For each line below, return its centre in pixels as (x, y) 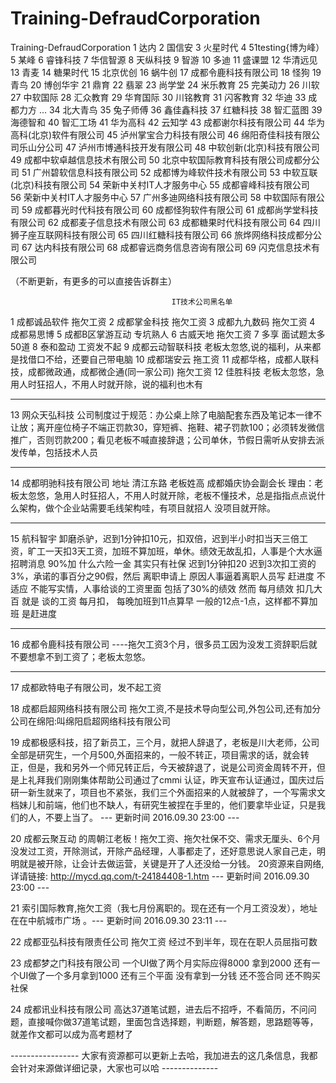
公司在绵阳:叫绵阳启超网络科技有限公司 (91, 721)
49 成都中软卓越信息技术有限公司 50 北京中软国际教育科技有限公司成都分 (161, 159)
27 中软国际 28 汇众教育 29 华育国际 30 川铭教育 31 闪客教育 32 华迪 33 (158, 97)
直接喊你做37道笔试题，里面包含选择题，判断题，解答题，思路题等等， (173, 1021)
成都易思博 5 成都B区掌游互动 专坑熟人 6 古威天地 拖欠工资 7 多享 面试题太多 (168, 334)
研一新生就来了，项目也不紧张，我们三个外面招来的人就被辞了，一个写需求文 (168, 792)
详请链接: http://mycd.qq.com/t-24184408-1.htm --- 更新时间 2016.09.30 (160, 876)
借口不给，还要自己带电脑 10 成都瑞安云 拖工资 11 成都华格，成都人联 (169, 359)
